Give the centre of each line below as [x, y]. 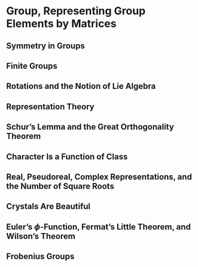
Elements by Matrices [61, 24]
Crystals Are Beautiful [48, 206]
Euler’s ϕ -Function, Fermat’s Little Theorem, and [99, 227]
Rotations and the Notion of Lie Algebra [81, 86]
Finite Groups [32, 66]
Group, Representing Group [76, 11]
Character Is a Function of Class [67, 156]
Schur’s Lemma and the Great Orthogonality [90, 127]
